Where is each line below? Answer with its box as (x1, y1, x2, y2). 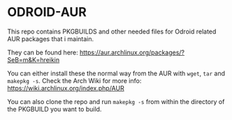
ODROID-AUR (7, 4, 87, 20)
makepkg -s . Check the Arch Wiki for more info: (7, 76, 142, 84)
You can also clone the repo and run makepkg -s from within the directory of (7, 97, 225, 105)
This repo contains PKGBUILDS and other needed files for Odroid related (7, 27, 217, 36)
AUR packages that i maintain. (7, 34, 94, 43)
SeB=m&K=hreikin (7, 55, 60, 63)
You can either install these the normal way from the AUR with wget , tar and (7, 69, 226, 77)
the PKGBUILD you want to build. (7, 105, 102, 113)
